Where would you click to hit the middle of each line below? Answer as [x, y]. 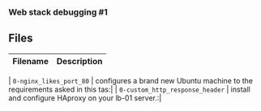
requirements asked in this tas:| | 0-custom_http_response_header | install [130, 89]
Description [79, 61]
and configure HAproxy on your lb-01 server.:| [85, 98]
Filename [30, 61]
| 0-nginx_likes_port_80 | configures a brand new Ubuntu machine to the [131, 80]
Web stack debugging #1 [58, 12]
